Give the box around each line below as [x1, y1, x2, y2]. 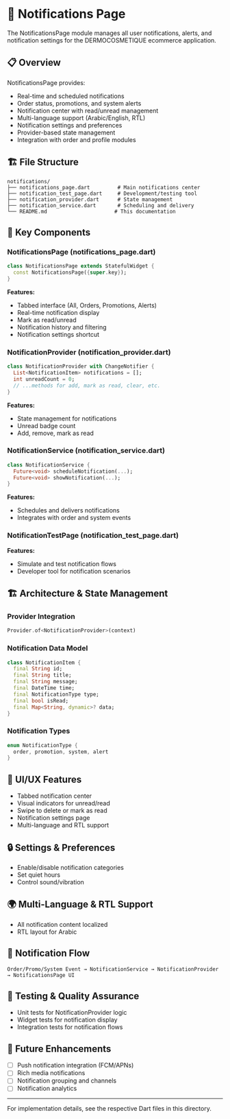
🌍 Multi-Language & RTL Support [7, 899, 153, 910]
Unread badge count [16, 421, 76, 429]
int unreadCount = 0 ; [13, 375, 75, 383]
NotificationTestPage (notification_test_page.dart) [7, 531, 179, 541]
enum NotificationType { [7, 742, 78, 749]
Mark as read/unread [16, 316, 77, 324]
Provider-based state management [16, 128, 116, 137]
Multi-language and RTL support [16, 821, 110, 829]
